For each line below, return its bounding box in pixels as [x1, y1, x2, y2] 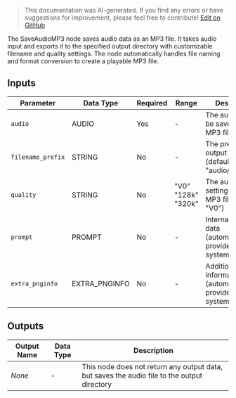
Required [136, 98, 168, 108]
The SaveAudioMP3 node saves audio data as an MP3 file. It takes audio [7, 34, 217, 43]
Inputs [7, 77, 37, 89]
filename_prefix [11, 153, 65, 161]
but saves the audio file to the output [81, 371, 203, 380]
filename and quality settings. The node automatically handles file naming [7, 49, 221, 58]
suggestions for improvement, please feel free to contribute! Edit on [24, 13, 221, 22]
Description [133, 345, 174, 355]
